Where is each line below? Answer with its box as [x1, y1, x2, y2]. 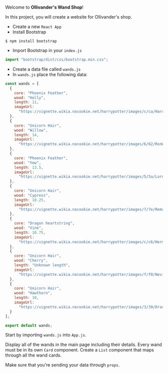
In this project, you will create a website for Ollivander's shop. [5, 14, 132, 20]
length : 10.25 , [14, 197, 46, 202]
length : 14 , [14, 132, 39, 137]
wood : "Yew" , [14, 160, 41, 165]
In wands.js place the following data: [12, 71, 87, 77]
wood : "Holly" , [14, 95, 46, 100]
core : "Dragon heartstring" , [14, 221, 75, 226]
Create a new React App [12, 24, 61, 30]
